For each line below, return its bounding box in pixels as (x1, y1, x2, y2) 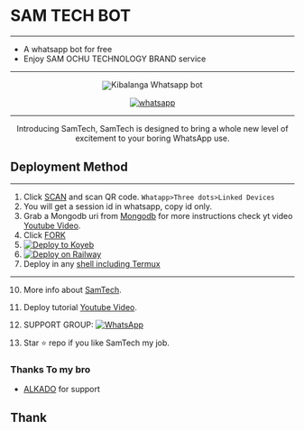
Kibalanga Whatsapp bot (111, 78, 203, 90)
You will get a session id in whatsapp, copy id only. (23, 200, 213, 212)
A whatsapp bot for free (23, 43, 113, 54)
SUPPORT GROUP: (23, 319, 94, 330)
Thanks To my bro (10, 362, 91, 375)
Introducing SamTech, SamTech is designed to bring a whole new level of (16, 124, 289, 134)
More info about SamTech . (23, 284, 122, 295)
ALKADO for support (23, 384, 100, 395)
